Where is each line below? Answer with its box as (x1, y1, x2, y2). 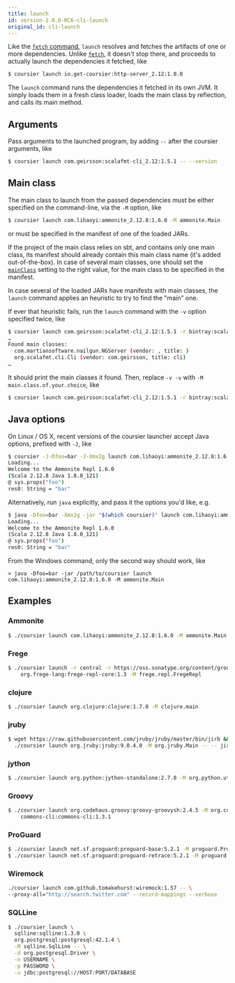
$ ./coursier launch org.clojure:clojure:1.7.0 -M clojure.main (8, 703, 199, 710)
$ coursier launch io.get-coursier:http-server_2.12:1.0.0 (8, 71, 183, 78)
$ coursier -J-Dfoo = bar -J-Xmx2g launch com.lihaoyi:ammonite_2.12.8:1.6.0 (8, 453, 233, 460)
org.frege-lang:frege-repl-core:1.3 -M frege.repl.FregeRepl (20, 671, 202, 678)
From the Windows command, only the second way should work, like (8, 557, 206, 565)
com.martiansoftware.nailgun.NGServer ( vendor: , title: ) (14, 347, 190, 355)
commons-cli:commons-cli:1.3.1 (20, 813, 112, 821)
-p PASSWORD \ (14, 962, 55, 970)
